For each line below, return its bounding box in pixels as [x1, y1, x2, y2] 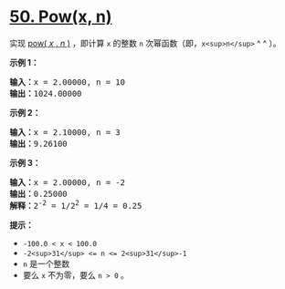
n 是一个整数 [22, 258, 70, 269]
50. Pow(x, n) [9, 6, 112, 27]
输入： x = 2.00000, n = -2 [9, 177, 126, 188]
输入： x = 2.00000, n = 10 [9, 77, 126, 88]
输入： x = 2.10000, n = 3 [9, 127, 121, 138]
